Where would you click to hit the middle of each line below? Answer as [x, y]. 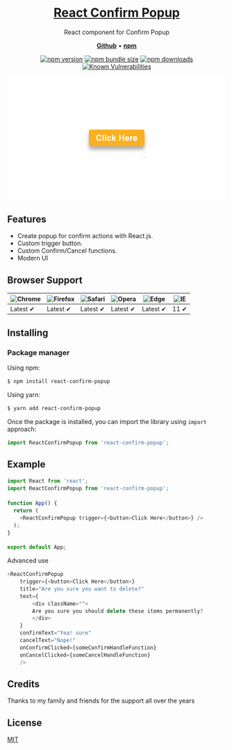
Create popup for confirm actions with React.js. [85, 236]
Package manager [39, 352]
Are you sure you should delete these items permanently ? [118, 611]
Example [26, 464]
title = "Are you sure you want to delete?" [82, 589]
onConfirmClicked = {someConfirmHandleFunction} [88, 648]
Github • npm [117, 45]
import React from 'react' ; [48, 481]
